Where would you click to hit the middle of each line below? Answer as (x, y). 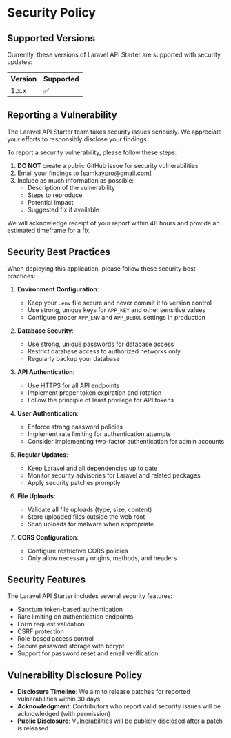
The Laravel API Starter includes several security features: (90, 596)
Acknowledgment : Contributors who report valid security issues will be (119, 706)
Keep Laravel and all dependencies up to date (92, 468)
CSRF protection (40, 631)
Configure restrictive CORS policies (78, 551)
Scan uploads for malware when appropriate (91, 524)
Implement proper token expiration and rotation (94, 392)
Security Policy (52, 13)
